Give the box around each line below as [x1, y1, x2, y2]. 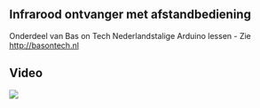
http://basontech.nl [9, 40, 80, 50]
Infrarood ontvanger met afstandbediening [9, 7, 251, 22]
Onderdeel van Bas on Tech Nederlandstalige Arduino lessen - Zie [9, 30, 251, 41]
